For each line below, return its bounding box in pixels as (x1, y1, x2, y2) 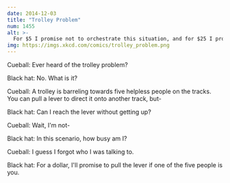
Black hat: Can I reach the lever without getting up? (7, 108, 152, 116)
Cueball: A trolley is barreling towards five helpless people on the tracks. (7, 87, 212, 95)
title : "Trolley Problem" (7, 16, 81, 23)
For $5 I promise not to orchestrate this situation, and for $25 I (13, 36, 213, 42)
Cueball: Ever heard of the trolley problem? (7, 61, 128, 69)
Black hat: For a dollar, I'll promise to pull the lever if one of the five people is (7, 161, 223, 169)
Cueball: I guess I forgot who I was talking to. (7, 148, 134, 156)
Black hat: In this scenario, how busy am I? (7, 134, 127, 143)
